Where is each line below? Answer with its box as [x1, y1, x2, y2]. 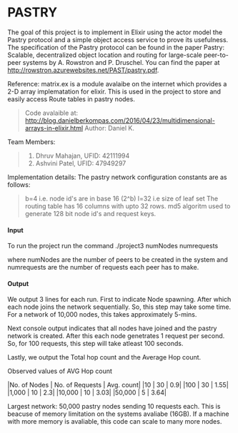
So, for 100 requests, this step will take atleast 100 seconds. [7, 340, 184, 348]
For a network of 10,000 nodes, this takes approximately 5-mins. [7, 310, 197, 319]
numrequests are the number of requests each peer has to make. [7, 263, 199, 272]
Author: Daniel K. [84, 123, 134, 132]
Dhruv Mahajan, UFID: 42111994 [35, 151, 130, 160]
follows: [7, 180, 31, 189]
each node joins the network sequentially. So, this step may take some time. [7, 302, 231, 311]
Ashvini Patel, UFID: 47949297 [35, 158, 127, 168]
